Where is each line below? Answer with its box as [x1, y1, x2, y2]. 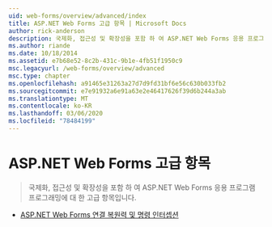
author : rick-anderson [8, 27, 85, 35]
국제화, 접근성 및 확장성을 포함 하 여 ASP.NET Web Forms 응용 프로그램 [28, 183, 256, 192]
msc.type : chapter [8, 72, 70, 80]
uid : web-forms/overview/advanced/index [8, 11, 147, 20]
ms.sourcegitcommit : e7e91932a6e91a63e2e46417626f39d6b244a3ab [8, 86, 227, 95]
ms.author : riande [8, 42, 70, 50]
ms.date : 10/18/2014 [8, 49, 79, 57]
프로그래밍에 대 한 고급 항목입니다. [28, 192, 137, 202]
